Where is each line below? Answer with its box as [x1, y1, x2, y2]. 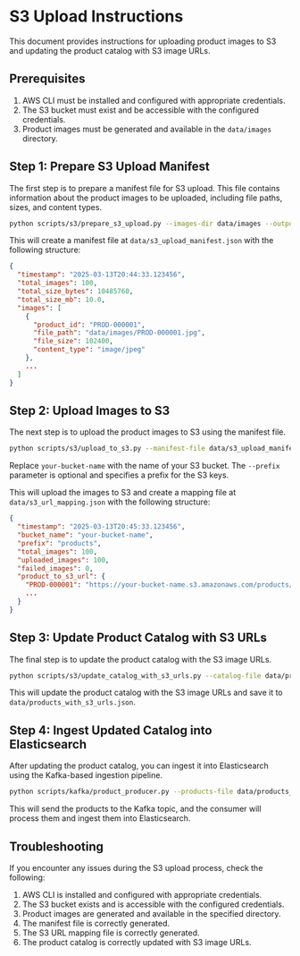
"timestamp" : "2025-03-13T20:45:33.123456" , [17, 522, 186, 531]
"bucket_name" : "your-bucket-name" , [17, 530, 154, 539]
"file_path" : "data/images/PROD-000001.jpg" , [32, 328, 205, 337]
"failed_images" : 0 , [17, 563, 94, 573]
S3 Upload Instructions [9, 6, 184, 27]
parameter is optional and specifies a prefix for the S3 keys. [9, 470, 229, 480]
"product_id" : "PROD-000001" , [32, 320, 146, 329]
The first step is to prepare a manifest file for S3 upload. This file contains [9, 182, 280, 193]
